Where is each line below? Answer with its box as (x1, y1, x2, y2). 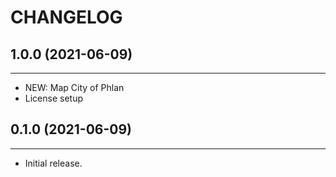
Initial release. (24, 157, 83, 169)
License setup (24, 92, 84, 104)
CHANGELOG (10, 6, 123, 29)
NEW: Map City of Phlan (24, 82, 125, 93)
